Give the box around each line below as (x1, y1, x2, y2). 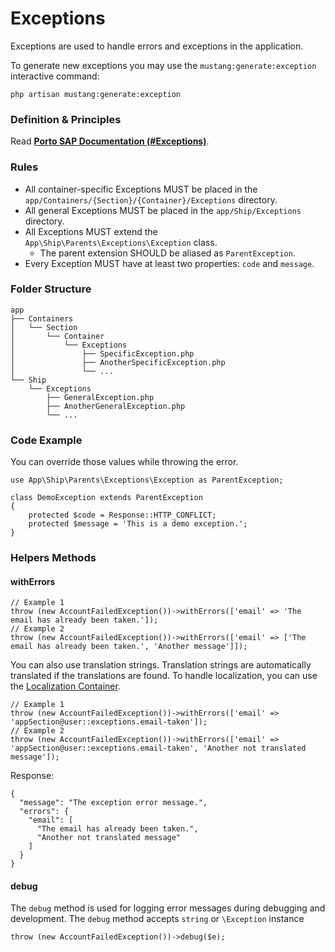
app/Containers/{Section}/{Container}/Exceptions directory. (24, 193, 278, 206)
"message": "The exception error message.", (19, 798, 208, 808)
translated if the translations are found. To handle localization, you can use (10, 670, 318, 682)
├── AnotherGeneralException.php (46, 401, 186, 411)
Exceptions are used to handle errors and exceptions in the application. (10, 40, 304, 52)
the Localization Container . (10, 680, 121, 692)
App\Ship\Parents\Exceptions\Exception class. (24, 236, 218, 248)
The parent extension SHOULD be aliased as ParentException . (39, 247, 296, 259)
